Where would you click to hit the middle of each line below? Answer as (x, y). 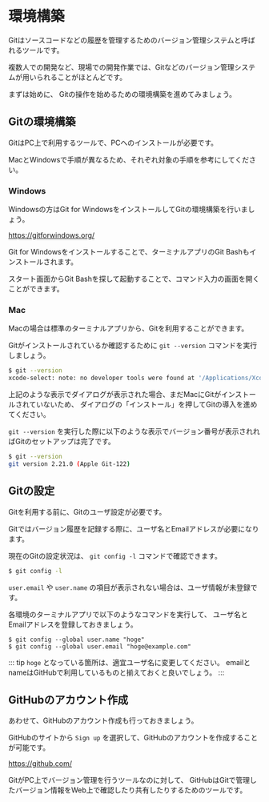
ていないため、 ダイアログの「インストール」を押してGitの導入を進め (143, 404)
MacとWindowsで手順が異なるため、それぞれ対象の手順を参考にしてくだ (129, 159)
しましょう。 (29, 355)
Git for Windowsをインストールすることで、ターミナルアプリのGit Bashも (129, 252)
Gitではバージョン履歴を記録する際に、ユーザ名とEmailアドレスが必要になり (134, 528)
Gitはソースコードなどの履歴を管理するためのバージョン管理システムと (125, 40)
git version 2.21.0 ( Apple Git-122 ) (69, 464)
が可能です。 (29, 748)
